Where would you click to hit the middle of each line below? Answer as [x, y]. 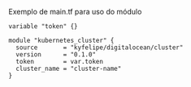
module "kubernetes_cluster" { [61, 40]
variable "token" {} [43, 27]
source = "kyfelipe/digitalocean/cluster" [100, 48]
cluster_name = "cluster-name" [69, 68]
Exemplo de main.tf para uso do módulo [75, 12]
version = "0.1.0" [56, 55]
